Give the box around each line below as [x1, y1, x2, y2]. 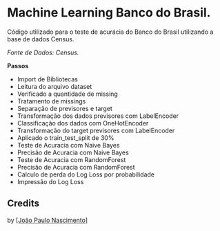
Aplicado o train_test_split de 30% [17, 133, 114, 142]
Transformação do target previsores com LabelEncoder [17, 126, 175, 134]
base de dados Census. [7, 34, 74, 43]
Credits [7, 198, 40, 210]
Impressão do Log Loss [17, 177, 84, 185]
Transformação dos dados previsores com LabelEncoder [17, 112, 179, 120]
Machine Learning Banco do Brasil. [7, 5, 211, 21]
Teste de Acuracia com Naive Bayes [17, 141, 120, 149]
